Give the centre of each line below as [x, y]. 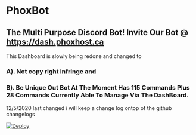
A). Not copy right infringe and [51, 71]
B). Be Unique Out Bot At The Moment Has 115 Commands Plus [98, 87]
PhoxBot [28, 10]
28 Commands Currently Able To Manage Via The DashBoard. [97, 95]
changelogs [21, 115]
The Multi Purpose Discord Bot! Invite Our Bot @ [97, 33]
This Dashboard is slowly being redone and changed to [74, 56]
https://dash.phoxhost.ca [55, 42]
